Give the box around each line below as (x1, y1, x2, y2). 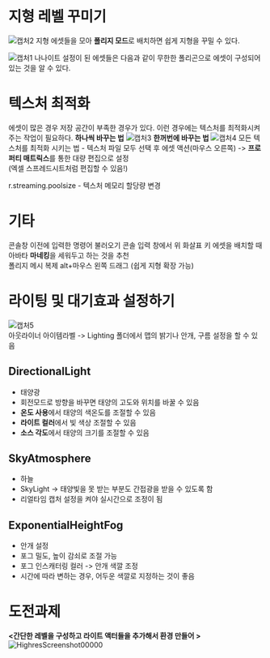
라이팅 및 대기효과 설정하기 (8, 293, 175, 310)
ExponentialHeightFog (8, 518, 124, 532)
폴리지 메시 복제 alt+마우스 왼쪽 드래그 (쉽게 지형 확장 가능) (8, 260, 194, 270)
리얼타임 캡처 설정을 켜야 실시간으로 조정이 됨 (19, 494, 163, 504)
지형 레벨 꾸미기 (8, 7, 107, 26)
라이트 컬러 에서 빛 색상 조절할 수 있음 (19, 417, 137, 427)
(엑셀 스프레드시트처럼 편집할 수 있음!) (8, 163, 129, 173)
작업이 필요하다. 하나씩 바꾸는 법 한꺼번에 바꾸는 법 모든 (23, 133, 252, 143)
